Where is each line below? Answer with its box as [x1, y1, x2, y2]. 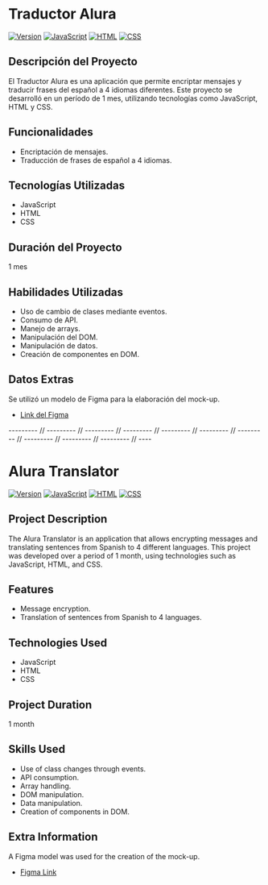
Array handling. [19, 781, 72, 791]
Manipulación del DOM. [19, 332, 98, 342]
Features [8, 582, 54, 596]
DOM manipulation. [19, 789, 85, 799]
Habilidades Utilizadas [8, 285, 123, 299]
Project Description [8, 513, 108, 526]
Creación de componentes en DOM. [19, 350, 140, 359]
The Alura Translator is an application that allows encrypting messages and [8, 534, 258, 543]
